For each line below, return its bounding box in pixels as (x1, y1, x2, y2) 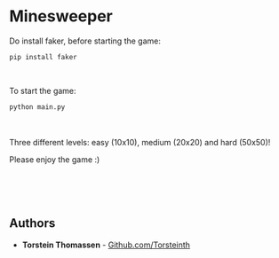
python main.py (9, 102, 66, 112)
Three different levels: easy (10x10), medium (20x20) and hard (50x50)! (9, 137, 271, 147)
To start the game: (9, 85, 77, 96)
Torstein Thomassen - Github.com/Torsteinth (21, 239, 191, 250)
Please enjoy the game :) (9, 153, 100, 165)
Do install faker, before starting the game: (9, 35, 162, 46)
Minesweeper (9, 6, 113, 27)
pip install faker (9, 52, 77, 61)
